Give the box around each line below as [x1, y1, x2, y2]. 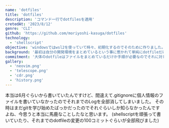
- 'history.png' [10, 78, 44, 83]
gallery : [5, 59, 24, 64]
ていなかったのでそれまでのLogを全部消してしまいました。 [31, 98, 154, 104]
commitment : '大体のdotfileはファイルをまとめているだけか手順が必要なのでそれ [5, 54, 155, 59]
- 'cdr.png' [10, 73, 35, 78]
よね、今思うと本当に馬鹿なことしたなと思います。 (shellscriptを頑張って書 [5, 111, 161, 117]
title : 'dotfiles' [5, 12, 44, 17]
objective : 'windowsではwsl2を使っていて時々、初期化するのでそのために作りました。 [5, 45, 165, 50]
